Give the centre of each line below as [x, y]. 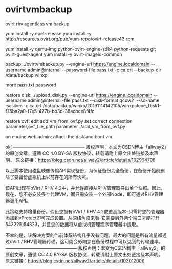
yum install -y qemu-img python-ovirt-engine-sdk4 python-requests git [81, 49]
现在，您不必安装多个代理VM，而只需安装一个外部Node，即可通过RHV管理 [84, 194]
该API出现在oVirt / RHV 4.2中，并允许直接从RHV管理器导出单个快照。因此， [85, 188]
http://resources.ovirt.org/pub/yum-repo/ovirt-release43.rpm [70, 39]
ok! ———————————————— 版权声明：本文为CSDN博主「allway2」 [86, 147]
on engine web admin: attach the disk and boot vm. [59, 136]
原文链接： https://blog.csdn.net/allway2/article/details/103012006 [75, 261]
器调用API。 [18, 200]
